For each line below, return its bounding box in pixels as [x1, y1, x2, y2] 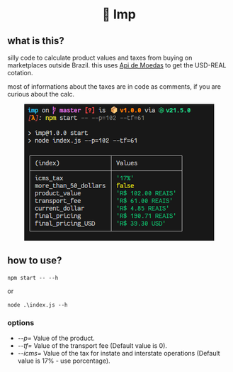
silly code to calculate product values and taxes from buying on [7, 53, 193, 62]
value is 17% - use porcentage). [17, 356, 111, 365]
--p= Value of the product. [17, 334, 96, 343]
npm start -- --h [7, 274, 59, 281]
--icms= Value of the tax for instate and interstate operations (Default [17, 349, 221, 358]
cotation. [7, 69, 33, 77]
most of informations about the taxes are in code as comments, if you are [7, 82, 222, 91]
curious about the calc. [7, 90, 75, 98]
